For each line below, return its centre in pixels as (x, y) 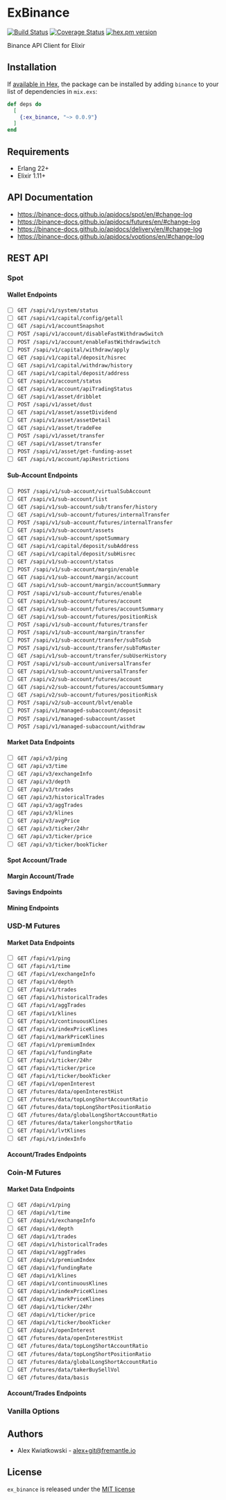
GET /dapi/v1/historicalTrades (62, 1244)
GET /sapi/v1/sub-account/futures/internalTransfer (93, 515)
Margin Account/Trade (41, 876)
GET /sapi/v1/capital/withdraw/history (75, 365)
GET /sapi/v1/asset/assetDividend (67, 412)
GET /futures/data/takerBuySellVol (69, 1369)
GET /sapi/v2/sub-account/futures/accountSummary (90, 687)
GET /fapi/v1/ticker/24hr (54, 1060)
